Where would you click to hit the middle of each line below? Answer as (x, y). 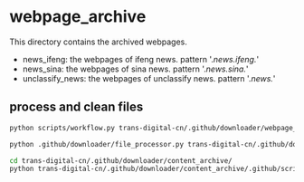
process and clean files (76, 107)
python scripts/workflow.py (62, 128)
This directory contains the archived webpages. (98, 42)
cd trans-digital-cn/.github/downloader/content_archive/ (121, 160)
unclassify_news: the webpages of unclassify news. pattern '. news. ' (149, 78)
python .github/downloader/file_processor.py (96, 144)
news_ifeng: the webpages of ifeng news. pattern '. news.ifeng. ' (141, 59)
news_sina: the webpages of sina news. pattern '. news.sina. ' (135, 69)
